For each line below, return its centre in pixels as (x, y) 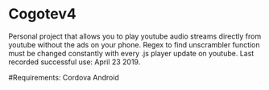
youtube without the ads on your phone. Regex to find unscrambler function (134, 44)
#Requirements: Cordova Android (64, 77)
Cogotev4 (42, 14)
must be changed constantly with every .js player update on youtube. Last (131, 53)
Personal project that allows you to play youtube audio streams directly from (135, 36)
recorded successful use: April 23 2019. (74, 62)
